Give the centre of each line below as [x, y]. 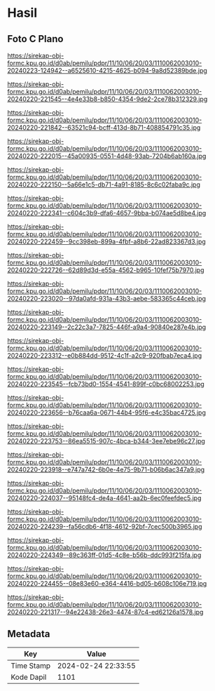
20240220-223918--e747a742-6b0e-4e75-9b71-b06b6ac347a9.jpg [106, 469]
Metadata [29, 634]
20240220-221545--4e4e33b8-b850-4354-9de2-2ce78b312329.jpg [107, 99]
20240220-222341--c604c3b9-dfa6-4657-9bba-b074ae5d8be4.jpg [107, 213]
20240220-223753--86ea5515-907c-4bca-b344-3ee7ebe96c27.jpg [106, 441]
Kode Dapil [29, 677]
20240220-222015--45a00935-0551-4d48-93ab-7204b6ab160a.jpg [107, 156]
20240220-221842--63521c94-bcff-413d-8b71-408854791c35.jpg [104, 127]
